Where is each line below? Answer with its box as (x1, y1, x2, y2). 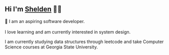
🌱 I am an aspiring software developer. (5, 18, 85, 24)
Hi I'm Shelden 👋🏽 (5, 5, 62, 13)
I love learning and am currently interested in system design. (5, 28, 131, 35)
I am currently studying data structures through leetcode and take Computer (5, 38, 164, 44)
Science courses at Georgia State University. (5, 43, 98, 50)
